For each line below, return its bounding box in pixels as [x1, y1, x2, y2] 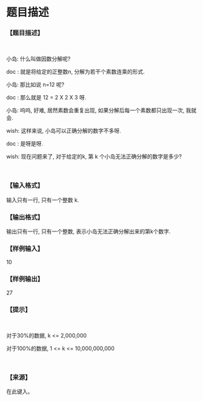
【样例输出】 [6, 275, 44, 283]
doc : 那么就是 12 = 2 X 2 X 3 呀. [6, 94, 87, 101]
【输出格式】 [6, 213, 44, 221]
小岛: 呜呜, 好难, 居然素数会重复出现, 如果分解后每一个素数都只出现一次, [6, 107, 185, 114]
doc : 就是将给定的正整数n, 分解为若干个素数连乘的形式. [6, 68, 145, 76]
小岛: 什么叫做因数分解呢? [6, 55, 71, 62]
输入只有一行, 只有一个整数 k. [6, 196, 79, 204]
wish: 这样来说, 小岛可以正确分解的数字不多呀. [6, 127, 121, 134]
